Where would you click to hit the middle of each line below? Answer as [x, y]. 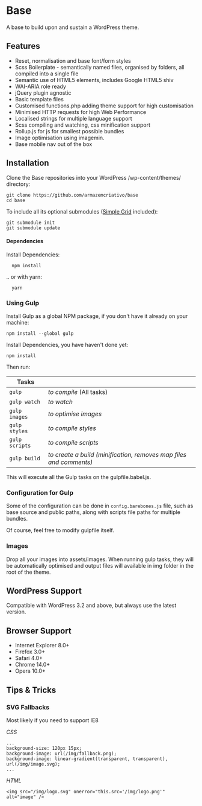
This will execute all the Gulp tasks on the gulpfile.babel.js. [79, 477]
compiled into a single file [47, 74]
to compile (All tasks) [78, 392]
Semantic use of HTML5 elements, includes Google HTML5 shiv [94, 80]
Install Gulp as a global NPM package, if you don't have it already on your [97, 316]
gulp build [25, 459]
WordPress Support [44, 591]
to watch [60, 402]
